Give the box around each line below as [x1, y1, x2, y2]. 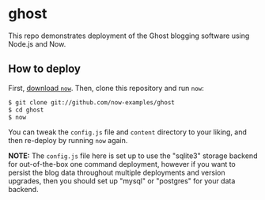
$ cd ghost [8, 106, 44, 114]
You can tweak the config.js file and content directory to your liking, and [8, 127, 248, 137]
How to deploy [8, 62, 81, 76]
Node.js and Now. [8, 39, 66, 48]
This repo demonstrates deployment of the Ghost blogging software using [8, 31, 250, 40]
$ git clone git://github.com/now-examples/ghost [8, 98, 176, 107]
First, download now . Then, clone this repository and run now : [8, 83, 204, 92]
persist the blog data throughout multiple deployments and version [8, 168, 225, 178]
